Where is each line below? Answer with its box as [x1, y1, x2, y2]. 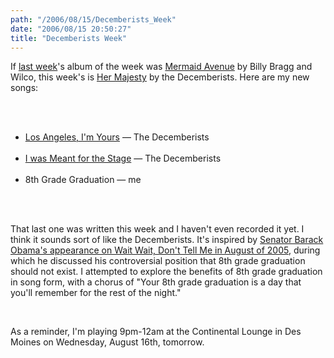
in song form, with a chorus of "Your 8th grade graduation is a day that [10, 276, 302, 288]
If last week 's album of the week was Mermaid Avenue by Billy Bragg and [10, 61, 313, 73]
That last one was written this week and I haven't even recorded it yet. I [10, 223, 305, 235]
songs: [10, 82, 39, 94]
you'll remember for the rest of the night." [10, 287, 182, 299]
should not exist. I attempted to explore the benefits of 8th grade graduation [10, 266, 323, 278]
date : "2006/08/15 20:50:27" [10, 24, 132, 34]
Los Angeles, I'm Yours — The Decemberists [24, 131, 210, 143]
